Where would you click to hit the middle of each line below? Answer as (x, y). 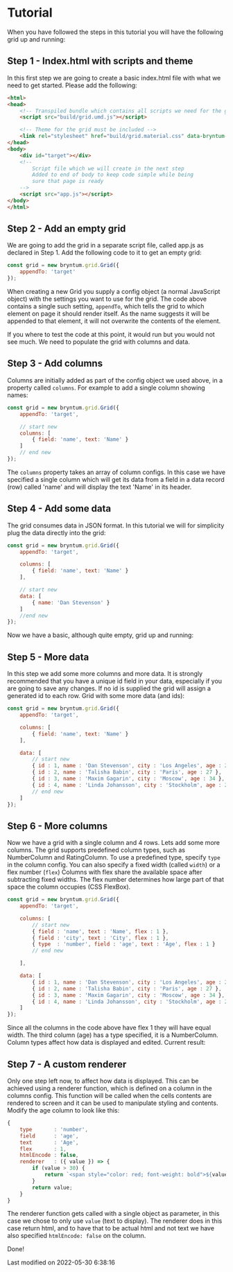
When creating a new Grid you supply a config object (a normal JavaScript (114, 292)
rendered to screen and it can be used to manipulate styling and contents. (113, 1103)
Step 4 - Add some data (59, 508)
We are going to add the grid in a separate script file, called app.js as (105, 245)
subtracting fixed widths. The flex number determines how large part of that (115, 880)
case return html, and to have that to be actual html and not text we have (111, 1228)
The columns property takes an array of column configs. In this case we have (116, 472)
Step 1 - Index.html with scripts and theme (100, 61)
